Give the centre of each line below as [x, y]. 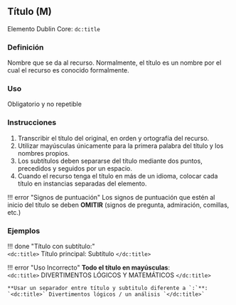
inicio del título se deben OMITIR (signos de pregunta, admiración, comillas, [118, 205]
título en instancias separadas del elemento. [82, 183]
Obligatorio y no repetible [44, 104]
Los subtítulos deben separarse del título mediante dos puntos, [110, 161]
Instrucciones [32, 122]
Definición [26, 47]
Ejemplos [24, 230]
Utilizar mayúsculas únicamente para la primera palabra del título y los [120, 146]
